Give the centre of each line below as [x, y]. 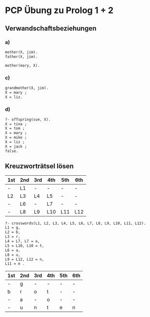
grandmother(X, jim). [27, 88]
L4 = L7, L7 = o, [22, 241]
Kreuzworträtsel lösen [39, 166]
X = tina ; [16, 124]
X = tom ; [15, 129]
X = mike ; [16, 138]
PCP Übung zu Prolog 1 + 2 [59, 10]
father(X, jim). [21, 57]
